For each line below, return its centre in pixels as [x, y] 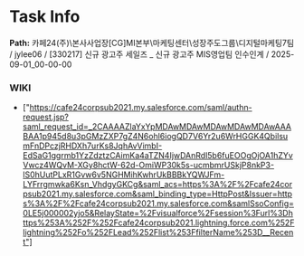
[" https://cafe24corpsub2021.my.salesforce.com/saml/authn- [137, 108]
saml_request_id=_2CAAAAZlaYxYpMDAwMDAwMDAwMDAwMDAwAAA [157, 127]
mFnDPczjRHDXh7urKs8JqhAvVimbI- [92, 146]
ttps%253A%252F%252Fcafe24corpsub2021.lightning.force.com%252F [158, 223]
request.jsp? [46, 117]
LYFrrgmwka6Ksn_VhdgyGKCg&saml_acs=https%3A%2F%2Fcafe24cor [157, 185]
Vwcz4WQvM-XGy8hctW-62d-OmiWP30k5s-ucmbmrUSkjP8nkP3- [148, 166]
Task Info [45, 17]
